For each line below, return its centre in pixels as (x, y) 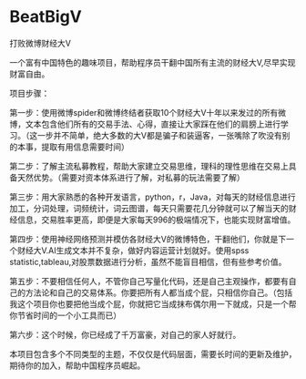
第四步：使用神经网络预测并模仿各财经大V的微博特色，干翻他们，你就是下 (148, 239)
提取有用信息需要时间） (85, 147)
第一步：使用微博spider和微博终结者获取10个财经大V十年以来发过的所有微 (148, 112)
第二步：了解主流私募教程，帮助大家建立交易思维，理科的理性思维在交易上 (149, 166)
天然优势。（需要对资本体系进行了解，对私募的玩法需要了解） (131, 177)
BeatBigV (46, 17)
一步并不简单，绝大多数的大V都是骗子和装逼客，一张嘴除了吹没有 (159, 135)
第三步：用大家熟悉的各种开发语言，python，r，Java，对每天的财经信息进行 (153, 197)
